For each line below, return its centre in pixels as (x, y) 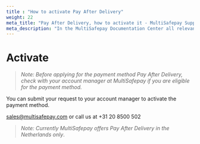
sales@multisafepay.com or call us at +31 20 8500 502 (74, 117)
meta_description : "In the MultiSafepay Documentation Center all (90, 28)
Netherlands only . (43, 134)
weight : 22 (20, 17)
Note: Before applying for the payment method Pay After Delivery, (101, 75)
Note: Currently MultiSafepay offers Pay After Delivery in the (95, 128)
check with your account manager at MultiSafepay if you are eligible (105, 81)
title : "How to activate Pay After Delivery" (65, 12)
